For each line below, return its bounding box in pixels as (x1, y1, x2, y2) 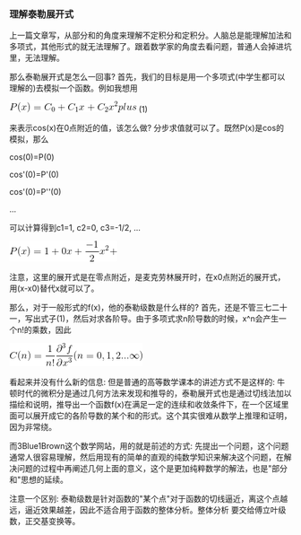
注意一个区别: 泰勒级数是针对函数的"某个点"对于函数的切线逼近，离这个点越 (9, 494, 288, 504)
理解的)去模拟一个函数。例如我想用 (9, 83, 139, 93)
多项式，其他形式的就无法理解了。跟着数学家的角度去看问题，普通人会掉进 (9, 41, 284, 52)
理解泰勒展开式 (9, 7, 74, 20)
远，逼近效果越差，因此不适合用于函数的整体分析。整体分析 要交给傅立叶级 (9, 504, 287, 515)
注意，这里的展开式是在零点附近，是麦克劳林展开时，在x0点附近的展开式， (9, 272, 286, 283)
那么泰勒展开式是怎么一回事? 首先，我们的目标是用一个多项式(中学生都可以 (9, 72, 286, 83)
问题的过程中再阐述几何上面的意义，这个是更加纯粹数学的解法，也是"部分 (16, 463, 288, 474)
